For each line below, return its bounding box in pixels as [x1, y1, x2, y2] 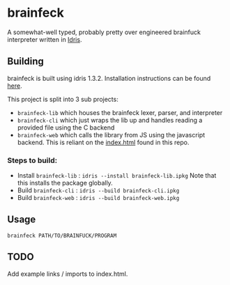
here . [7, 82, 22, 90]
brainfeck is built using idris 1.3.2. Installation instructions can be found [7, 74, 211, 82]
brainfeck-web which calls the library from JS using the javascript [17, 130, 206, 139]
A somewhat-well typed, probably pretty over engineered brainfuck [7, 28, 201, 36]
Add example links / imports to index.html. [7, 270, 128, 278]
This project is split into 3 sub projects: [7, 95, 118, 103]
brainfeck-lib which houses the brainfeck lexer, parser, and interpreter [17, 108, 223, 116]
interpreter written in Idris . [7, 35, 82, 43]
